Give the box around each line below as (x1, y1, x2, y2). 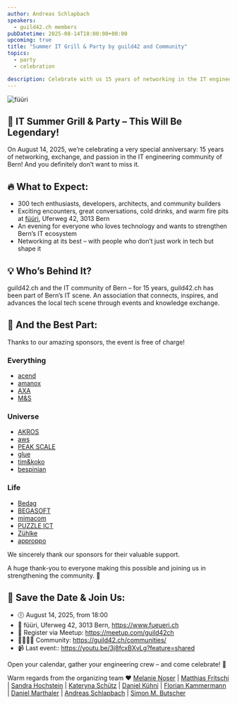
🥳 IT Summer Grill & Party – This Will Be (7, 115, 182, 127)
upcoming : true (7, 37, 52, 44)
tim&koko (17, 458, 45, 466)
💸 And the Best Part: (7, 319, 98, 331)
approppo (17, 536, 47, 544)
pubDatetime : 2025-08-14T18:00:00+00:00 (7, 30, 128, 37)
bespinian (17, 465, 47, 474)
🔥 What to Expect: (7, 181, 89, 193)
